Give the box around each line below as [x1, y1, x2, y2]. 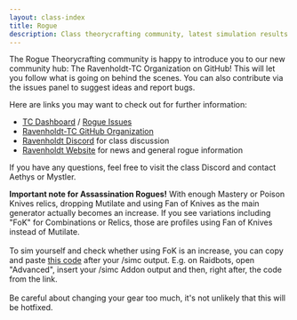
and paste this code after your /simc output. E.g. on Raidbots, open [9, 255, 255, 266]
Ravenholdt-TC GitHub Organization [21, 126, 154, 137]
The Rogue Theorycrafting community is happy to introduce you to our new [9, 54, 286, 65]
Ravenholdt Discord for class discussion [21, 135, 170, 147]
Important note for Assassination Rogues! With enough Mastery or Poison [9, 188, 285, 200]
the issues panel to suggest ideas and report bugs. [9, 82, 196, 93]
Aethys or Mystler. [9, 172, 76, 182]
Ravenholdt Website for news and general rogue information [21, 145, 244, 156]
